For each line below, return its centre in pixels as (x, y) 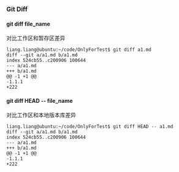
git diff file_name (28, 24)
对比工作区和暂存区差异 (36, 38)
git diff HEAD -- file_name (40, 100)
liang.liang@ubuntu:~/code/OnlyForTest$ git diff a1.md (79, 50)
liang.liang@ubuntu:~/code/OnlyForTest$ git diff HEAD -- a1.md (90, 127)
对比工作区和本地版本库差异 (41, 115)
